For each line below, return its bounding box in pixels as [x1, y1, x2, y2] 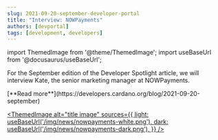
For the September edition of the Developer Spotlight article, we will [7, 69, 199, 77]
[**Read [7, 90, 32, 98]
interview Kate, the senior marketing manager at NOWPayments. [7, 77, 190, 85]
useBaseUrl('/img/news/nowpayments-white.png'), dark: [7, 118, 168, 126]
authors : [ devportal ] [7, 23, 69, 30]
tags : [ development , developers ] [7, 29, 103, 37]
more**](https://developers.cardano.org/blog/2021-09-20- [33, 90, 201, 98]
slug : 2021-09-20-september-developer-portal [7, 10, 140, 17]
